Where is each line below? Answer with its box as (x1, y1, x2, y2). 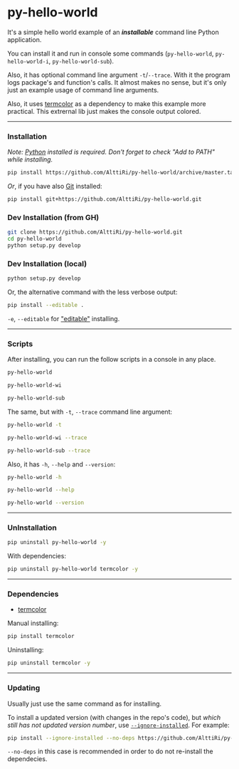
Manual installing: (7, 619, 59, 627)
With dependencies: (7, 552, 66, 560)
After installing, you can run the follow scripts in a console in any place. (7, 355, 216, 364)
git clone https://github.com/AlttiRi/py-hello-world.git (7, 229, 183, 236)
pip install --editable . (7, 302, 84, 309)
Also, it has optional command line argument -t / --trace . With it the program (7, 70, 230, 79)
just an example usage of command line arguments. (7, 85, 159, 94)
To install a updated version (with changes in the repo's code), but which (7, 713, 221, 721)
